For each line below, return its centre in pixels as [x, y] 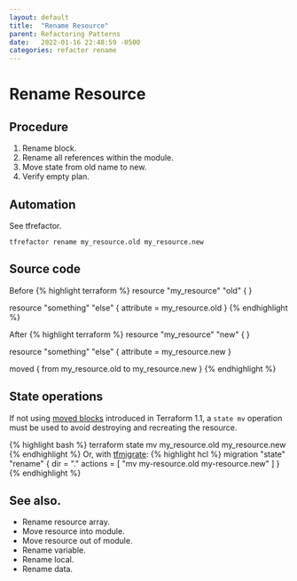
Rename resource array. [66, 522]
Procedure [39, 126]
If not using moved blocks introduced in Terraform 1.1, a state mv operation [146, 418]
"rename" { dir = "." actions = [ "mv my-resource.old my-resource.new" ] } [145, 463]
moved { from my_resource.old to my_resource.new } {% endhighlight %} [143, 368]
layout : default [39, 17]
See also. [35, 501]
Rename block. [49, 148]
